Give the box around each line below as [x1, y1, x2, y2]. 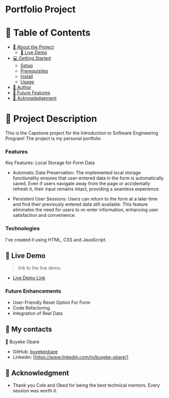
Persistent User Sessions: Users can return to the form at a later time [12, 196, 158, 202]
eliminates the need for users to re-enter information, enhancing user [12, 207, 159, 213]
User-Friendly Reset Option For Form [12, 299, 90, 305]
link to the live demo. [17, 265, 62, 271]
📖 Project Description [5, 113, 97, 125]
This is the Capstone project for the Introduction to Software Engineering [5, 130, 158, 136]
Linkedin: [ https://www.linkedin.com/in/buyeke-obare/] [12, 354, 129, 360]
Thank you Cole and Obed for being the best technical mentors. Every [12, 382, 160, 388]
